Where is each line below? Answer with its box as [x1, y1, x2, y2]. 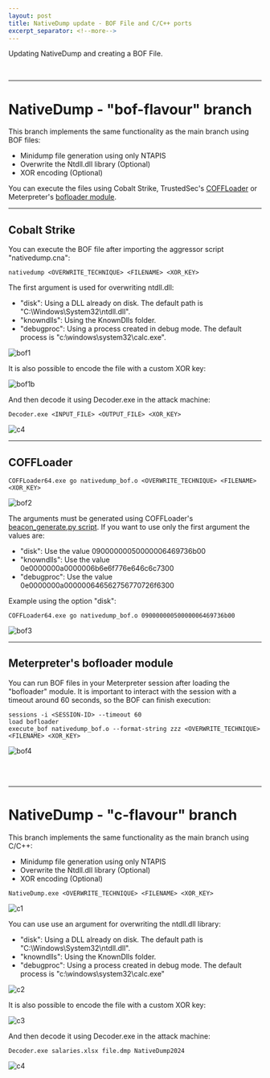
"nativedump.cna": [8, 253, 71, 262]
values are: [8, 531, 45, 540]
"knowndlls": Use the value [19, 555, 110, 564]
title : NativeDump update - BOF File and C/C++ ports [8, 19, 193, 27]
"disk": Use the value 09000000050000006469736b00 [19, 546, 207, 556]
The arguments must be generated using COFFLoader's [8, 513, 194, 523]
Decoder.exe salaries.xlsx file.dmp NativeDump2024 [8, 1047, 185, 1055]
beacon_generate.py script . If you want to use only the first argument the [8, 522, 251, 531]
